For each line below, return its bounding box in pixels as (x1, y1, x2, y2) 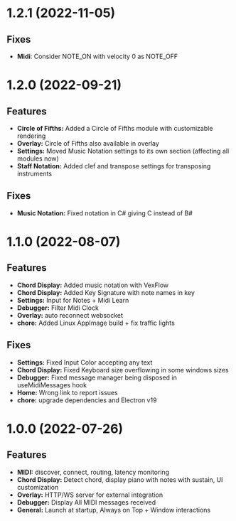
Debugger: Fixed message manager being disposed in (16, 373, 177, 382)
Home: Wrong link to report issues (16, 388, 118, 397)
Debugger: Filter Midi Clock (16, 304, 99, 312)
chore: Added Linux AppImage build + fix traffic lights (16, 318, 175, 327)
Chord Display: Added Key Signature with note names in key (16, 288, 195, 296)
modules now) (16, 154, 60, 163)
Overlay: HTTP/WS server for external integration (16, 490, 163, 499)
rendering (16, 131, 46, 140)
